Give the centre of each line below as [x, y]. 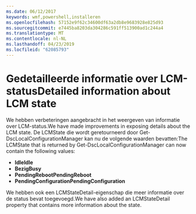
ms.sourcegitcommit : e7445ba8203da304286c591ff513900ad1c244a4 [85, 28]
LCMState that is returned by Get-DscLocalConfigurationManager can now [96, 145]
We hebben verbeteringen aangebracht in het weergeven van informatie [93, 120]
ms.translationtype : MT [35, 33]
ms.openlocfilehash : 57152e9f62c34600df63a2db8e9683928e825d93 [85, 22]
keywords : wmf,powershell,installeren [53, 17]
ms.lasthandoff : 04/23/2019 [40, 45]
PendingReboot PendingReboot [53, 175]
